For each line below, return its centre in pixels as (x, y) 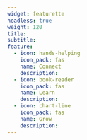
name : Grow (36, 119)
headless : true (30, 21)
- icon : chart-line (42, 106)
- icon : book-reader (44, 80)
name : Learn (37, 93)
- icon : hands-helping (47, 54)
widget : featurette (36, 14)
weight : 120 (25, 27)
